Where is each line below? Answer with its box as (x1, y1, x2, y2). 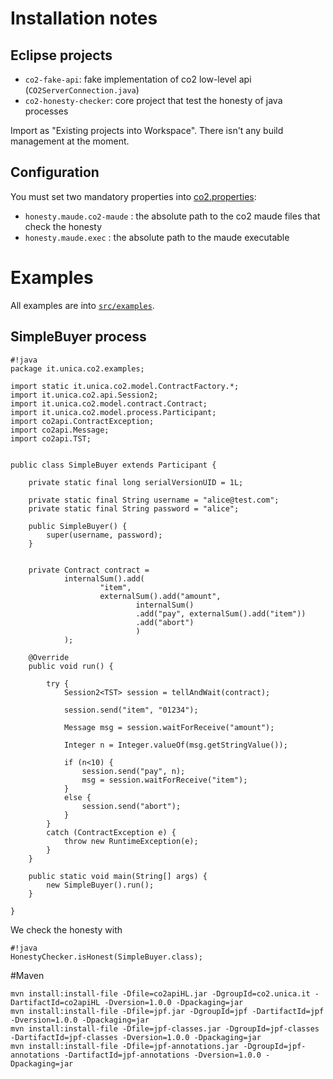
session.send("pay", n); (81, 766, 186, 776)
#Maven (10, 969, 45, 981)
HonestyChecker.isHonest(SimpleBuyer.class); (10, 952, 203, 962)
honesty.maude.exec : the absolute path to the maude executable (24, 231, 290, 243)
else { (63, 792, 92, 802)
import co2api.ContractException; (10, 416, 155, 426)
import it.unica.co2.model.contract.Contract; (10, 398, 208, 409)
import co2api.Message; (10, 425, 110, 435)
